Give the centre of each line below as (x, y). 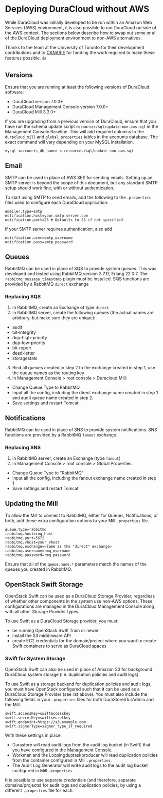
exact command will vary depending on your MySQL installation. (70, 142)
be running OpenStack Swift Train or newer (55, 631)
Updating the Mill (32, 504)
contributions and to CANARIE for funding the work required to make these (80, 53)
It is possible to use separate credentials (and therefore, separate (71, 780)
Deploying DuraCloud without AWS (77, 9)
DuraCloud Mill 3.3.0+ (34, 112)
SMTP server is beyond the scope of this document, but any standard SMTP (81, 182)
